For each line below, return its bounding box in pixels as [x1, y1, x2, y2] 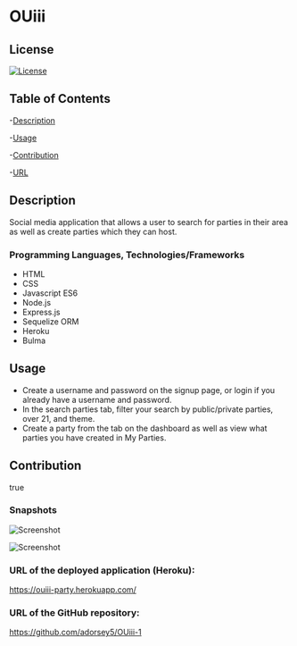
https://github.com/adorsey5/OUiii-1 [9, 627, 142, 638]
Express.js [21, 306, 61, 317]
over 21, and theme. [21, 413, 95, 424]
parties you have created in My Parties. [21, 432, 167, 443]
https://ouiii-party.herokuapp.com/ [9, 584, 136, 595]
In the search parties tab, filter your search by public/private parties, [21, 404, 274, 415]
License [9, 42, 54, 57]
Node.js [21, 297, 52, 307]
